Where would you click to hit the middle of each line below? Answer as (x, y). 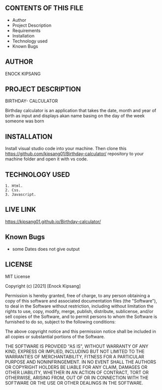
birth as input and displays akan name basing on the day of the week (75, 116)
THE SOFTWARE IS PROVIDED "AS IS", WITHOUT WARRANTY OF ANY (77, 346)
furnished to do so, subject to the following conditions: (60, 322)
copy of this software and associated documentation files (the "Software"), (81, 301)
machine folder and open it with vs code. (47, 159)
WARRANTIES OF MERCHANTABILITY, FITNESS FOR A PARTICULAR (75, 356)
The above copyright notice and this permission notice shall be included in (81, 331)
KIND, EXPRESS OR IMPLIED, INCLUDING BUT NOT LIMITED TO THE (75, 351)
